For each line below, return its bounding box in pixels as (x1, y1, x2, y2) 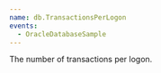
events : (9, 21, 39, 30)
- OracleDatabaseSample (17, 29, 106, 38)
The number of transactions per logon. (9, 54, 153, 65)
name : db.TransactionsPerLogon (9, 12, 127, 22)
